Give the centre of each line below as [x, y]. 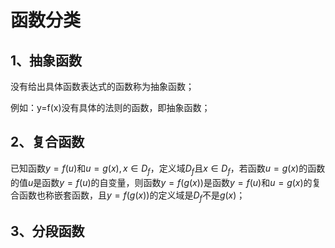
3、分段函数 [47, 231]
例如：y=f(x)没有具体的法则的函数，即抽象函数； [110, 107]
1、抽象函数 [46, 60]
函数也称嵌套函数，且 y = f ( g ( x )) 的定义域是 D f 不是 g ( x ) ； [132, 196]
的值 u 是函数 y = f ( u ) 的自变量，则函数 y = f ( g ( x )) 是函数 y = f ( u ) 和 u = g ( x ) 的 [161, 182]
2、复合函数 [47, 142]
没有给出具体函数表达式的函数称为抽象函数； [102, 86]
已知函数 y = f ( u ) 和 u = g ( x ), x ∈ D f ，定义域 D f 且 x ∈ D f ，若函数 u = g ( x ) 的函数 [168, 169]
